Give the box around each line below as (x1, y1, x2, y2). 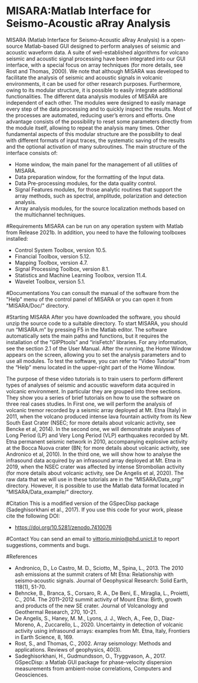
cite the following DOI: (6, 512, 60, 519)
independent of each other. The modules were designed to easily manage (6, 99, 186, 106)
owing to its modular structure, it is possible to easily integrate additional (6, 86, 183, 93)
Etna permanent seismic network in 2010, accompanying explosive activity (6, 438, 188, 445)
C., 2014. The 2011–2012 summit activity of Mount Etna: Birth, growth (14, 595, 182, 603)
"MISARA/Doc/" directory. (6, 302, 70, 309)
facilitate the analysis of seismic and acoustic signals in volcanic (6, 74, 163, 81)
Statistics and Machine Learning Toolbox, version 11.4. (14, 271, 147, 279)
